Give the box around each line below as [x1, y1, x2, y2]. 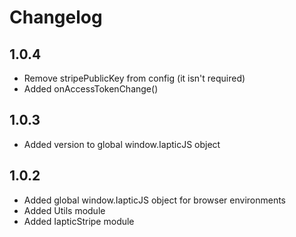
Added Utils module [23, 204, 106, 216]
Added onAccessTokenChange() [23, 83, 159, 95]
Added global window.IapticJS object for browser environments [23, 194, 287, 206]
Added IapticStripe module [23, 215, 135, 227]
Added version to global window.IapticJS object [23, 138, 221, 150]
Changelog [9, 6, 103, 29]
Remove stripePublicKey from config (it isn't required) [23, 72, 246, 84]
